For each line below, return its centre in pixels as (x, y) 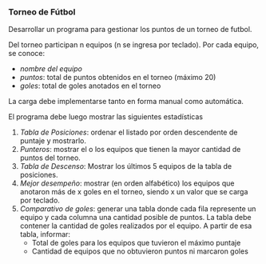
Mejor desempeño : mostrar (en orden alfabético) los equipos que (127, 183)
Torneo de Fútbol (42, 12)
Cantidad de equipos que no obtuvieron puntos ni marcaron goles (140, 251)
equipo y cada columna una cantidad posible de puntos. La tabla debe (135, 218)
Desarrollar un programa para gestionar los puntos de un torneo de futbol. (130, 30)
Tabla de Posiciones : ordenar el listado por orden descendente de (129, 132)
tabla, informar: (45, 234)
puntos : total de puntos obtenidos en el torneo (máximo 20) (118, 78)
